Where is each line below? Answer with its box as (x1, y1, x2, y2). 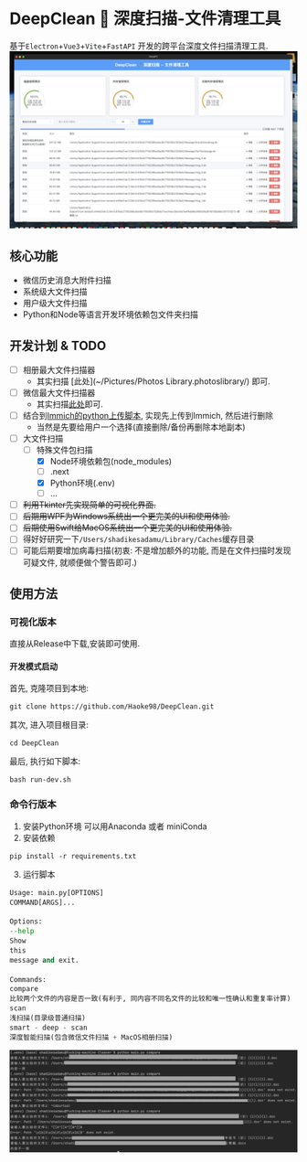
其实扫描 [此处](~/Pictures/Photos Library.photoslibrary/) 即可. (36, 376, 271, 387)
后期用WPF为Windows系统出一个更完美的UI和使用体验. (22, 511, 231, 522)
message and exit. (9, 955, 79, 965)
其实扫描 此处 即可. (36, 399, 103, 410)
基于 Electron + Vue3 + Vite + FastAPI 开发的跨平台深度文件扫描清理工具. (9, 40, 269, 51)
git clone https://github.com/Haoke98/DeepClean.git (9, 702, 215, 711)
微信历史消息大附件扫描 (22, 274, 111, 285)
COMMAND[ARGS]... (9, 898, 76, 907)
